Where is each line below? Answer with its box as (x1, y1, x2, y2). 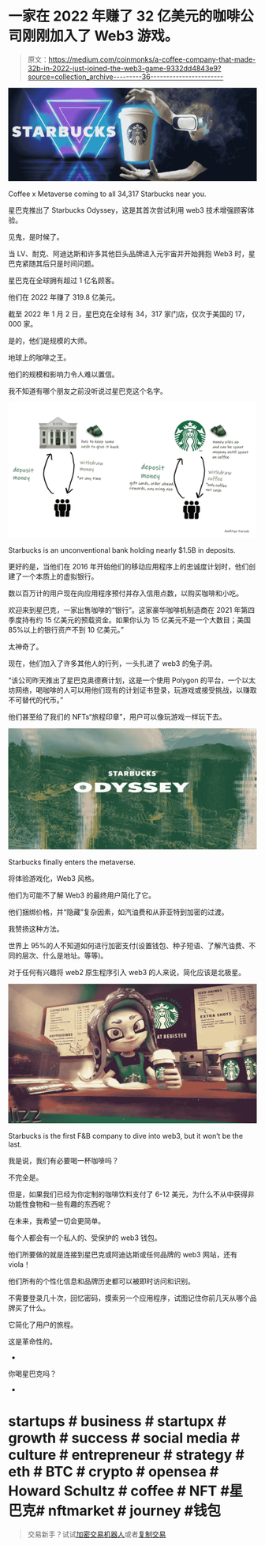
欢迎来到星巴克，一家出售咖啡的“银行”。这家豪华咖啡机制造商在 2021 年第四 (8, 606, 255, 615)
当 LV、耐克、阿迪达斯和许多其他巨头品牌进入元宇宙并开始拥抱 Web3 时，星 (8, 248, 256, 258)
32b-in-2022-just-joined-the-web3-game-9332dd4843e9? (27, 63, 222, 73)
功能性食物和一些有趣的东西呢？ (8, 1200, 112, 1209)
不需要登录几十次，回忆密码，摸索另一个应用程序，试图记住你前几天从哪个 (8, 1294, 250, 1303)
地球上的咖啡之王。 (8, 353, 71, 362)
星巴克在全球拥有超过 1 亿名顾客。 (8, 275, 119, 285)
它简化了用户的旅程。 (8, 1320, 77, 1329)
